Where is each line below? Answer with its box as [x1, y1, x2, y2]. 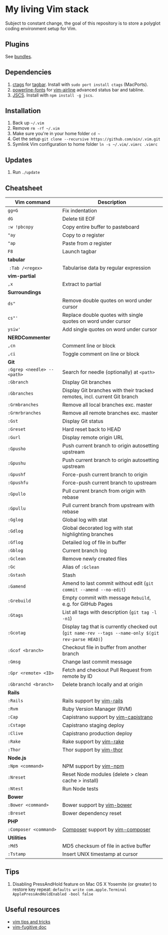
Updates [5, 156, 32, 164]
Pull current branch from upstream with [62, 502, 155, 509]
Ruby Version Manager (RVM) [62, 705, 132, 712]
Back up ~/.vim [12, 120, 44, 126]
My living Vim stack [5, 4, 89, 15]
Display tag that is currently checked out [62, 623, 157, 630]
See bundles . [5, 53, 32, 59]
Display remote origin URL [62, 434, 124, 441]
